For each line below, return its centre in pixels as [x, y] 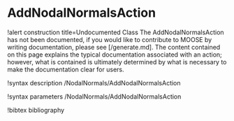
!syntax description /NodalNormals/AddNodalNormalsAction [94, 83]
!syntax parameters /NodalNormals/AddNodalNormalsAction [94, 97]
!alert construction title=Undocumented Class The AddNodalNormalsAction [116, 32]
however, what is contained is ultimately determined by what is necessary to [117, 62]
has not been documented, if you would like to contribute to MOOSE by [110, 39]
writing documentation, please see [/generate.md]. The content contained [114, 47]
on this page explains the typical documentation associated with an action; [115, 55]
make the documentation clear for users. [66, 69]
